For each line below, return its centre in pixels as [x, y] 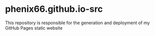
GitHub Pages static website [34, 28]
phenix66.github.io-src [54, 9]
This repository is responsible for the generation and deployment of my [77, 23]
